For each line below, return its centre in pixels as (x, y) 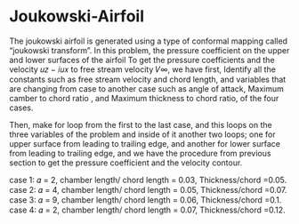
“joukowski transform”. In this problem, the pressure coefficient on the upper (149, 50)
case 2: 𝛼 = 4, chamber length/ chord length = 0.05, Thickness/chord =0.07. (148, 189)
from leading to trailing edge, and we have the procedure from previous (140, 153)
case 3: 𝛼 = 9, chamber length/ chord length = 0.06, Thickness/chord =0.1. (145, 200)
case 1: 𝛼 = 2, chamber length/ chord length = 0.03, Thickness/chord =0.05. (148, 180)
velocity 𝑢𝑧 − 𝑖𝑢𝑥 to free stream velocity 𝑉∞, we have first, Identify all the (142, 69)
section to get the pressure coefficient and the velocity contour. (126, 163)
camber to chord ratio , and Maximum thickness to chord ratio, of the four (144, 98)
